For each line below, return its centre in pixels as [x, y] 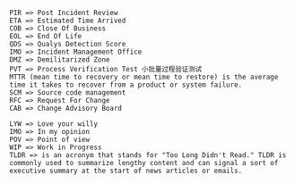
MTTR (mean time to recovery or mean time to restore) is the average [144, 77]
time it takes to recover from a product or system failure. [126, 85]
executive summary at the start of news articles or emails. [126, 171]
